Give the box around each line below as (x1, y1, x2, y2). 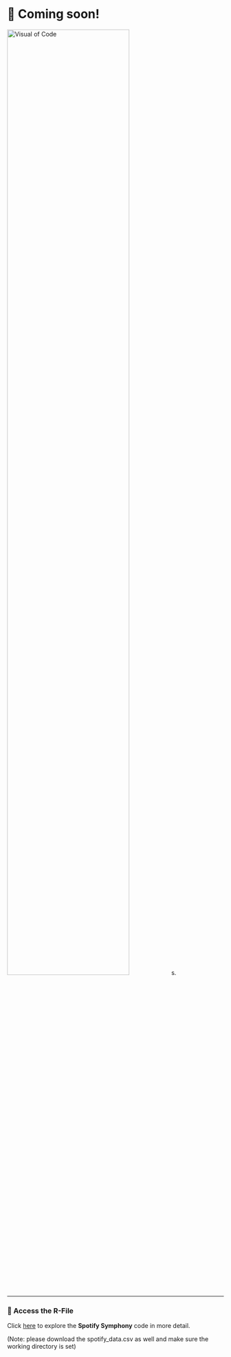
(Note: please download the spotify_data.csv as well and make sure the (7, 1335, 209, 1343)
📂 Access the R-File (7, 1306, 74, 1316)
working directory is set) (7, 1343, 77, 1351)
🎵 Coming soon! (7, 6, 100, 22)
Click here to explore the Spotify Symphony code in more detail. (7, 1322, 190, 1330)
